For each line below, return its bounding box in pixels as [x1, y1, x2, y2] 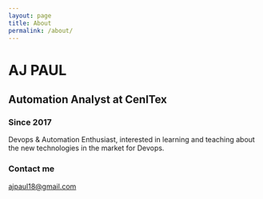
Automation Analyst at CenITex [8, 93, 168, 106]
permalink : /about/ [8, 26, 74, 34]
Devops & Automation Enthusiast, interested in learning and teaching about [8, 135, 256, 145]
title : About [8, 19, 52, 27]
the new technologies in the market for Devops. [8, 143, 165, 153]
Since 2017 [8, 117, 52, 128]
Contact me [8, 163, 55, 174]
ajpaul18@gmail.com [8, 181, 77, 191]
